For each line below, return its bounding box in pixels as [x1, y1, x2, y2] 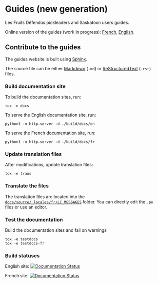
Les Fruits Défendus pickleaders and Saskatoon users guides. [5, 20, 129, 25]
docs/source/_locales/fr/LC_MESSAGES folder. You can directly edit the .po [5, 199, 154, 204]
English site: [5, 263, 30, 269]
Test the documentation [5, 216, 63, 223]
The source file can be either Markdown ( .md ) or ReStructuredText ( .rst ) [5, 65, 151, 71]
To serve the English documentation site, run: [5, 112, 96, 118]
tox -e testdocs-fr [5, 241, 45, 246]
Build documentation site [5, 83, 66, 90]
